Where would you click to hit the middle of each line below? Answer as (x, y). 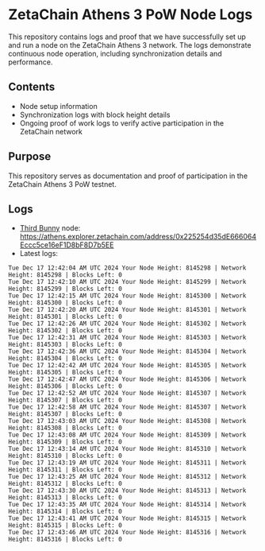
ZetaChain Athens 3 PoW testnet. (62, 184)
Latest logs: (38, 254)
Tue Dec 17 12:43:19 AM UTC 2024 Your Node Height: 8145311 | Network (127, 463)
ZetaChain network (51, 131)
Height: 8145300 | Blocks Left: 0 (65, 303)
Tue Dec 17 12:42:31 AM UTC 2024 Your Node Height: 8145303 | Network (127, 338)
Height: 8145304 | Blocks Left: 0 (65, 359)
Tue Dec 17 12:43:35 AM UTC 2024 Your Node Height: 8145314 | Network (127, 505)
